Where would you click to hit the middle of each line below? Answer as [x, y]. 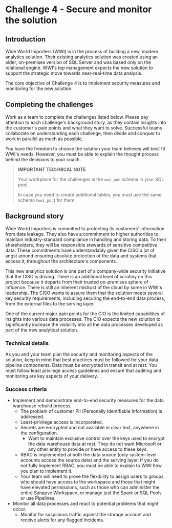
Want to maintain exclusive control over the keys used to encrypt [96, 438]
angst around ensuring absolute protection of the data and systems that [81, 256]
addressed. [32, 417]
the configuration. [39, 433]
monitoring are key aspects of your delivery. [52, 376]
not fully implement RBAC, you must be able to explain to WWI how [91, 466]
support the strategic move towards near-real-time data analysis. [74, 73]
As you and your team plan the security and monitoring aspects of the [79, 354]
